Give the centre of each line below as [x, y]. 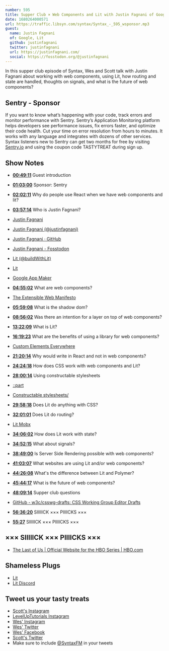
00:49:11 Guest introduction [42, 175]
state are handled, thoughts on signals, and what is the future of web [76, 82]
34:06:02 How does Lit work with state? [55, 434]
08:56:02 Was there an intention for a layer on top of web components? [87, 317]
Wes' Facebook [29, 632]
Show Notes [25, 163]
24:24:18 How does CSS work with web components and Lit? [76, 366]
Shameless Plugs [33, 566]
